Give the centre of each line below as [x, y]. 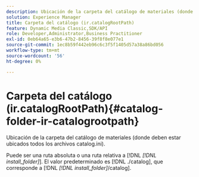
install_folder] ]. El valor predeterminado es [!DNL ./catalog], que [85, 162]
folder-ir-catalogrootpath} [73, 121]
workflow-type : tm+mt [33, 50]
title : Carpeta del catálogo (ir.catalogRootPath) [70, 23]
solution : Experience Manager [44, 17]
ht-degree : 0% [24, 61]
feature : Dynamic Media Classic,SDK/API [57, 28]
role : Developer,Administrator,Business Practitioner [74, 34]
